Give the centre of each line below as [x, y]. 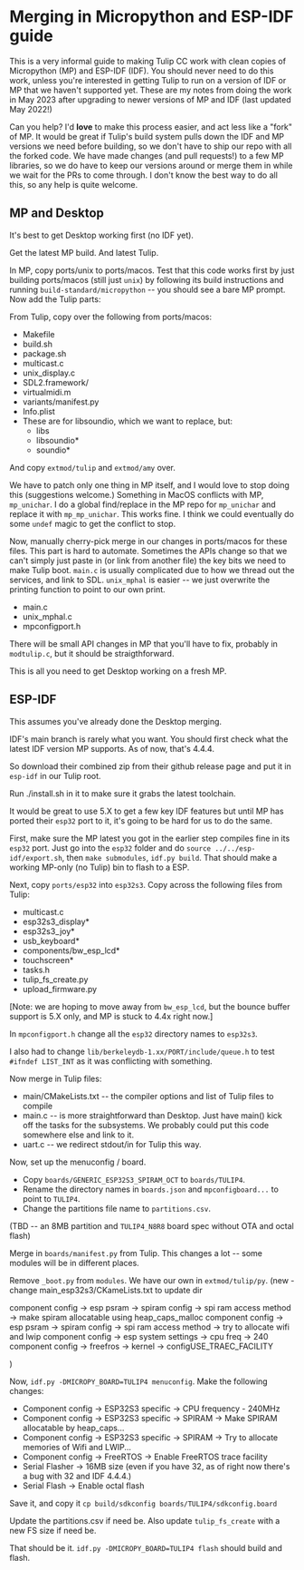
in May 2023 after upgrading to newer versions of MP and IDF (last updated [150, 99]
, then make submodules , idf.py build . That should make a [170, 857]
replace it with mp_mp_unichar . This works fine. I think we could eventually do [152, 513]
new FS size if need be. [53, 1530]
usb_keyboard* [51, 941]
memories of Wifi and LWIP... [77, 1447]
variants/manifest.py [61, 402]
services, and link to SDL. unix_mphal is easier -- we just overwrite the [140, 580]
